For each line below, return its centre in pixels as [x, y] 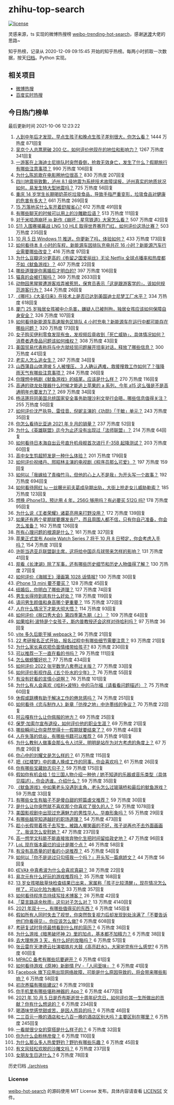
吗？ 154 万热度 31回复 [39, 545]
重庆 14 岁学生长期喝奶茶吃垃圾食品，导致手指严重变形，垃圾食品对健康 [91, 194]
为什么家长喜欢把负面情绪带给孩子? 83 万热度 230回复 [72, 647]
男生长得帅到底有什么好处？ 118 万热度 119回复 [64, 596]
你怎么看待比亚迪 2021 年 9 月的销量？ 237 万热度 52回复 [76, 423]
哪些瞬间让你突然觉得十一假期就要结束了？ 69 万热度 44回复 [79, 730]
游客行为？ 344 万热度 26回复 [51, 290]
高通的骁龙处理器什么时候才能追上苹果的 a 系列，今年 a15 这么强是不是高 [92, 385]
